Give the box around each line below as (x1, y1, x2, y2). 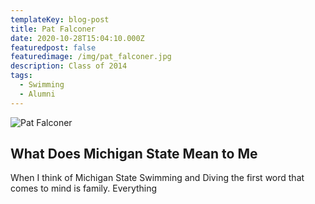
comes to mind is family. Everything (10, 182, 158, 195)
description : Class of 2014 (10, 61, 128, 71)
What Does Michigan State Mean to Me (10, 146, 258, 163)
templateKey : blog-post (10, 14, 110, 25)
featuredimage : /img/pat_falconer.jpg (10, 52, 172, 62)
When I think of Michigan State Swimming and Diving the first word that (10, 172, 305, 184)
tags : (10, 71, 33, 81)
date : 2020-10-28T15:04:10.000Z (10, 33, 145, 43)
